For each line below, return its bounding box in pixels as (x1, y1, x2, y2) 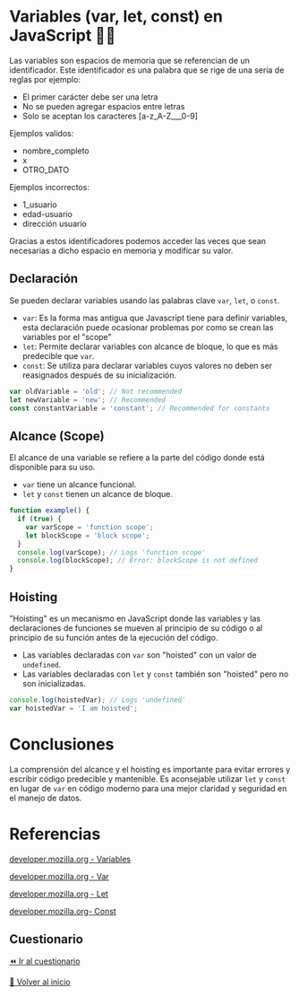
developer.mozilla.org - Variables (9, 853, 132, 864)
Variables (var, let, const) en (9, 6, 224, 27)
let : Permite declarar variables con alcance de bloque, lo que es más (21, 341, 278, 352)
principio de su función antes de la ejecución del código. (9, 633, 218, 642)
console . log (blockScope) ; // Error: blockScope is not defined (17, 556, 258, 565)
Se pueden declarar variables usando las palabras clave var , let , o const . (9, 294, 280, 306)
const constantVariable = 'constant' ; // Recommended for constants (9, 404, 270, 413)
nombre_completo (21, 145, 90, 156)
